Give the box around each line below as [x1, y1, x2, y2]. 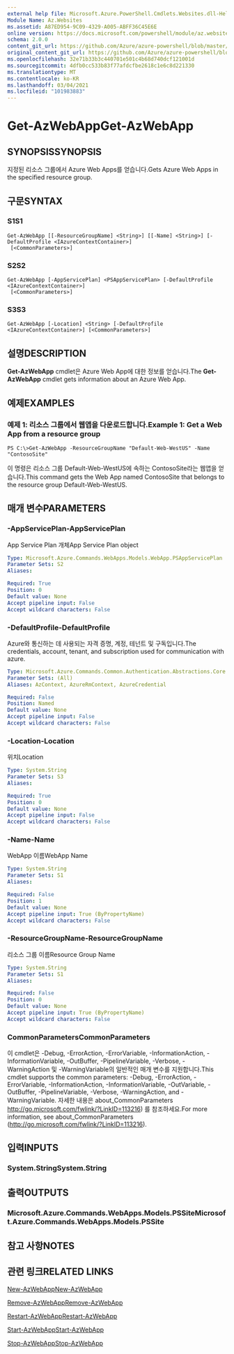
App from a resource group [7, 429, 101, 438]
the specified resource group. [7, 173, 93, 181]
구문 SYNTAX [7, 195, 63, 207]
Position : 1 [7, 898, 42, 905]
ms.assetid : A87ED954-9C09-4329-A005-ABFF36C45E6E [7, 23, 157, 30]
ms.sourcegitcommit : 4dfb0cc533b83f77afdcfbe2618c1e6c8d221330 [7, 62, 195, 69]
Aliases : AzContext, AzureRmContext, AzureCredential [7, 681, 167, 688]
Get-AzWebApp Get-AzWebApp [7, 118, 194, 134]
